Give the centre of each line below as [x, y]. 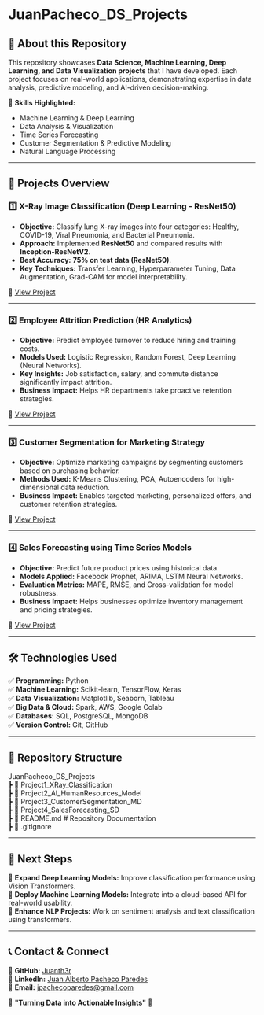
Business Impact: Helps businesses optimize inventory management [131, 601]
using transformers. [40, 920]
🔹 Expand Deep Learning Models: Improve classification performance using [132, 878]
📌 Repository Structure [65, 757]
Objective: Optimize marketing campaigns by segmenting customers [131, 463]
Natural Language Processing [68, 151]
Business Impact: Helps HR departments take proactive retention [125, 390]
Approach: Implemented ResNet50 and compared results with [121, 243]
